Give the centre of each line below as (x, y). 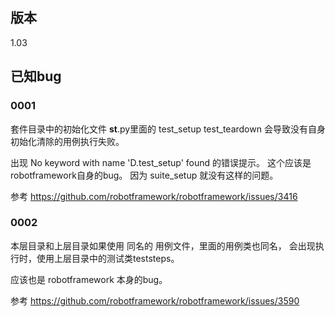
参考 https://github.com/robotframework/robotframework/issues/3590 (155, 300)
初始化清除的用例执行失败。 (67, 141)
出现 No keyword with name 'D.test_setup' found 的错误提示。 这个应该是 (161, 162)
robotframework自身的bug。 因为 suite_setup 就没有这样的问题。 (144, 175)
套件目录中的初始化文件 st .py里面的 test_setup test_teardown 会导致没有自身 (168, 129)
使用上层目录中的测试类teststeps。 (108, 258)
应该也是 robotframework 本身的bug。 (89, 279)
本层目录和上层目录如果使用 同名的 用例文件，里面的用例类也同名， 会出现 (163, 245)
